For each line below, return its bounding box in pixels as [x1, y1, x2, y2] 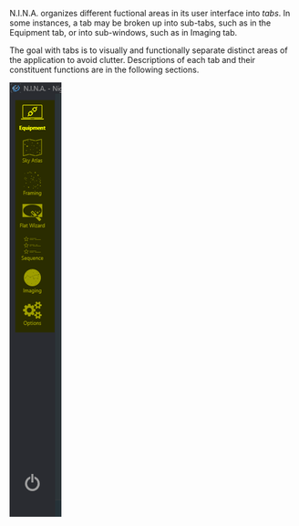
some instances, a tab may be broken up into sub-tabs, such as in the [9, 17, 272, 28]
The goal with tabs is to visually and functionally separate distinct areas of [9, 45, 289, 56]
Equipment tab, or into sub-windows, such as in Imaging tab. [9, 27, 238, 37]
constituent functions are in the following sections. [9, 64, 200, 75]
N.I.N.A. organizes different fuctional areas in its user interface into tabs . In [9, 8, 291, 18]
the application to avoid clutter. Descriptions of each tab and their [9, 55, 256, 65]
